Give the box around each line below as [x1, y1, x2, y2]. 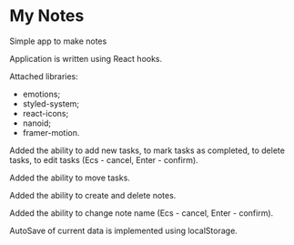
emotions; [22, 88, 61, 99]
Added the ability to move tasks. [9, 172, 130, 183]
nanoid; [22, 117, 52, 128]
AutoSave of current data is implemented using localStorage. [9, 225, 238, 236]
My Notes [9, 5, 85, 26]
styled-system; [22, 97, 80, 109]
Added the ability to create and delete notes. [9, 189, 177, 200]
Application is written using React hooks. [9, 53, 163, 64]
